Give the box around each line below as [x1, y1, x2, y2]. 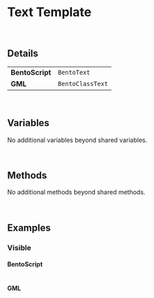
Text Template [7, 4, 92, 20]
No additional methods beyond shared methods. [7, 188, 146, 197]
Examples [7, 222, 51, 234]
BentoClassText [58, 80, 108, 87]
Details [7, 48, 38, 59]
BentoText [58, 68, 91, 76]
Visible [7, 243, 31, 253]
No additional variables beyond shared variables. [7, 136, 148, 144]
